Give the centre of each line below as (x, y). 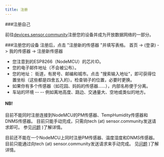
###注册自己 (18, 24)
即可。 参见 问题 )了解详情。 (37, 127)
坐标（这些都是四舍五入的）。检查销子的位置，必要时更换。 (75, 80)
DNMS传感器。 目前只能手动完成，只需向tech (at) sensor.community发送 (79, 121)
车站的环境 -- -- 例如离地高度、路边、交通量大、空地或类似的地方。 (80, 92)
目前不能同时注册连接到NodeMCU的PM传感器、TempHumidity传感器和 (77, 115)
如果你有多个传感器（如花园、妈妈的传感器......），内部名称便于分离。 (81, 86)
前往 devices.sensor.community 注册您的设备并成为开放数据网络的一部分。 (79, 34)
